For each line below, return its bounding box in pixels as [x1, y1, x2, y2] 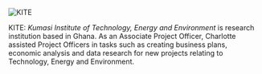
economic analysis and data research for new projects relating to [8, 49, 223, 57]
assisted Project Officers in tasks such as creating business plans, [8, 40, 227, 49]
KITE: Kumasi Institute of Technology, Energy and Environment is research [8, 23, 255, 32]
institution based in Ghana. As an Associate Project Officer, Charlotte [8, 32, 236, 41]
